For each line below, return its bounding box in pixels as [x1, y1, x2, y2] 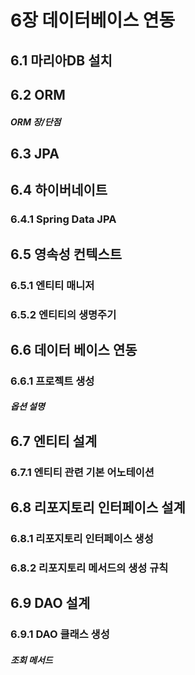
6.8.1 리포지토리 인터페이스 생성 [10, 532, 154, 546]
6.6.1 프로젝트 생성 [10, 374, 95, 388]
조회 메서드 [10, 654, 53, 666]
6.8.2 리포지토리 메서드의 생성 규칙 [10, 561, 169, 575]
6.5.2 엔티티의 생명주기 [10, 307, 117, 321]
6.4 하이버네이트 [10, 182, 108, 199]
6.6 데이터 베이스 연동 [10, 341, 138, 358]
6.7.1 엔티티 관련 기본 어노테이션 [10, 465, 155, 479]
